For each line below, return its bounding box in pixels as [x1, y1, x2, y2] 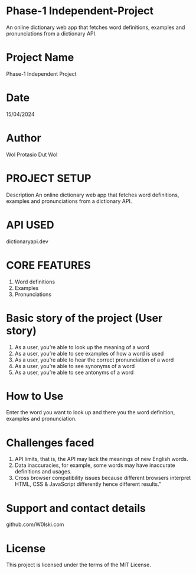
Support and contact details [6, 501, 146, 515]
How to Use [6, 389, 64, 403]
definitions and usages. [14, 468, 72, 475]
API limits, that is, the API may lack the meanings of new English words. [14, 456, 188, 463]
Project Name [6, 51, 74, 65]
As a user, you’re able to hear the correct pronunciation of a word [14, 356, 174, 363]
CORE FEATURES [6, 259, 92, 272]
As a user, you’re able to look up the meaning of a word [14, 343, 149, 350]
